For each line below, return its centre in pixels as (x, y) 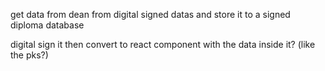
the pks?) (29, 55)
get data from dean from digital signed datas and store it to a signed (150, 14)
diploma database (47, 25)
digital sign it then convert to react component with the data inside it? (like (163, 44)
